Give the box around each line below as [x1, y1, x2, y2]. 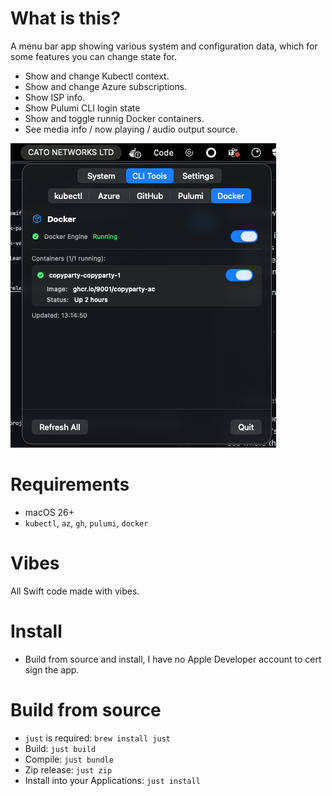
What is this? [10, 7, 122, 30]
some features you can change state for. [10, 50, 178, 62]
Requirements [10, 473, 130, 496]
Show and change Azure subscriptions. [24, 80, 188, 92]
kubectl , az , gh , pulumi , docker [24, 517, 149, 529]
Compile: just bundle [24, 753, 114, 765]
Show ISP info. [24, 91, 86, 103]
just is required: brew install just [24, 732, 171, 744]
